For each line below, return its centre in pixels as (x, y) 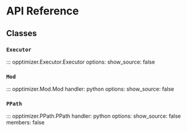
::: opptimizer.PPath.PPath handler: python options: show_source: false (93, 116)
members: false (25, 123)
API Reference (43, 11)
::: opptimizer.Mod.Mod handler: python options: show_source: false (90, 89)
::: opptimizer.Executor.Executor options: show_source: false (81, 62)
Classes (22, 33)
